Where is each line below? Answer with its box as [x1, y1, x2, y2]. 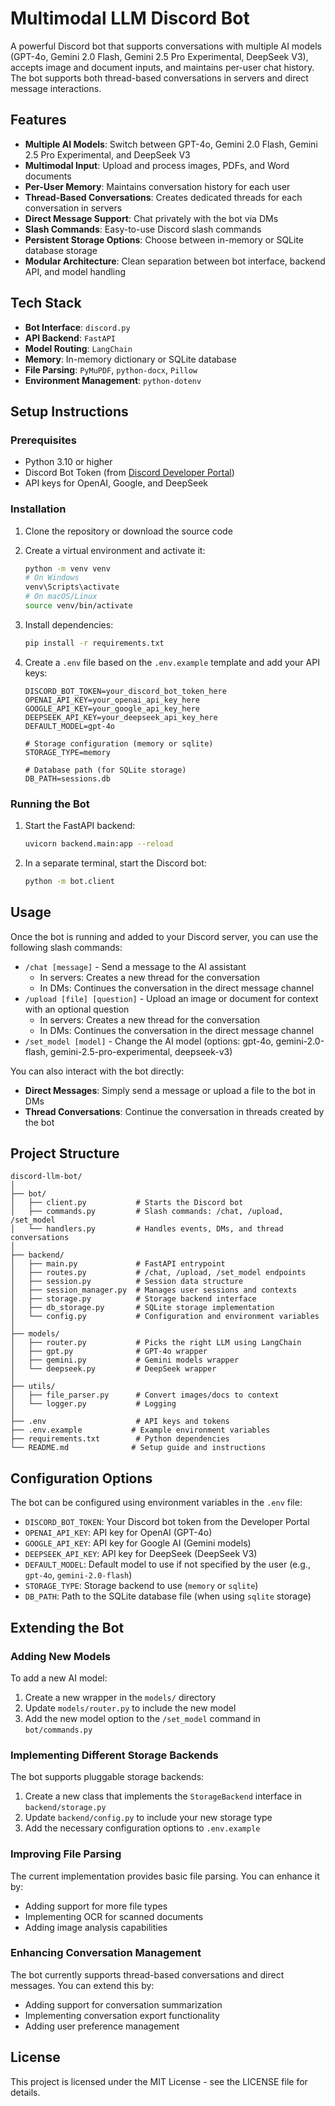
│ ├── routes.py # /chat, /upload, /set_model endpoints [10, 1268, 307, 1278]
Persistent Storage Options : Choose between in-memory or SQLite [24, 233, 305, 246]
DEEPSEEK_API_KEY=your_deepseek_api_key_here [24, 712, 218, 722]
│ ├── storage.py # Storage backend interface [10, 1294, 257, 1304]
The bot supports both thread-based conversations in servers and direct [10, 72, 309, 84]
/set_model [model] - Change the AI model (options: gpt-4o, [24, 1035, 274, 1047]
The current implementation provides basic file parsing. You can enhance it [10, 1870, 320, 1882]
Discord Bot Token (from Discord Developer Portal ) [24, 467, 235, 479]
